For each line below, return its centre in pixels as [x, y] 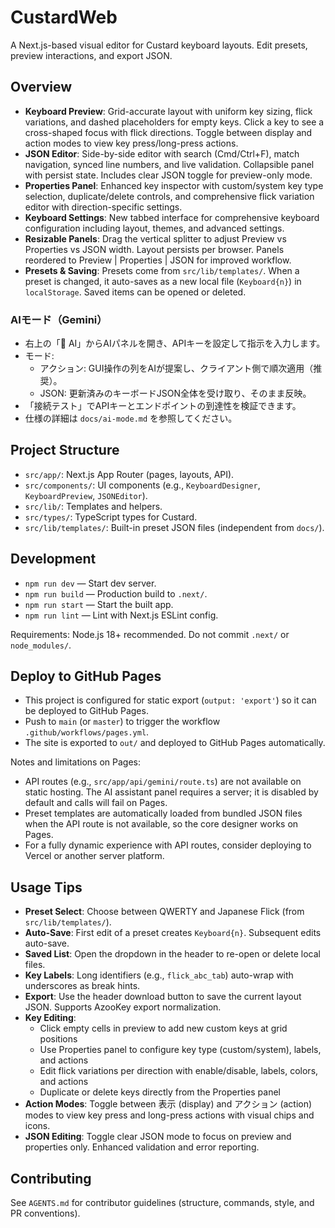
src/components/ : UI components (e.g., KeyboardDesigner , [142, 485]
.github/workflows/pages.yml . [87, 732]
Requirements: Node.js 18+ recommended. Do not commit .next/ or [150, 634]
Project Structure [65, 450]
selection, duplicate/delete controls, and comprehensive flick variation [169, 196]
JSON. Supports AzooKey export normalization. [123, 1007]
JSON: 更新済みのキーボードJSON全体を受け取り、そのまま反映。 [175, 393]
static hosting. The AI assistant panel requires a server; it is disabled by [171, 792]
